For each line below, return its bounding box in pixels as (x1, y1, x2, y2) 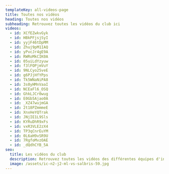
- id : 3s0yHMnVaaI (10, 82, 49, 87)
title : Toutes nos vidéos (5, 12, 59, 17)
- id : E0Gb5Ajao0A (10, 96, 49, 101)
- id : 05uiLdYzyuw (10, 59, 49, 64)
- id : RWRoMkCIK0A (10, 54, 49, 59)
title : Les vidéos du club (10, 152, 66, 157)
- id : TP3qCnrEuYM (10, 128, 49, 133)
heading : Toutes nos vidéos (5, 17, 64, 22)
